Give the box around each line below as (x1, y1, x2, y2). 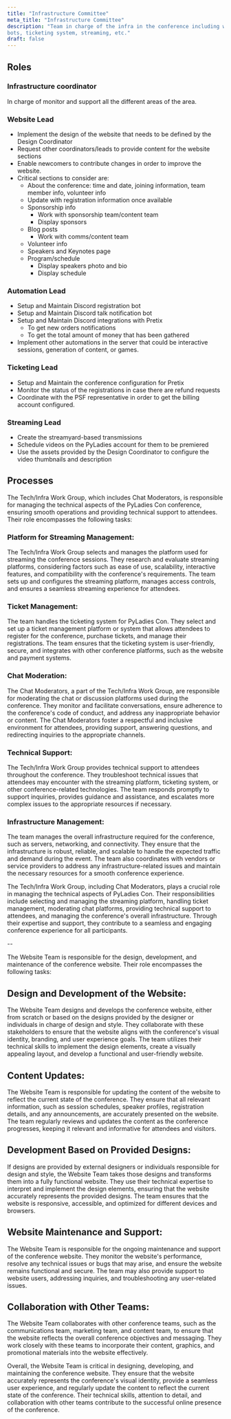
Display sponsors (37, 218, 87, 226)
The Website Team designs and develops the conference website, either (7, 1006, 212, 1015)
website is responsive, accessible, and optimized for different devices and (7, 1199, 217, 1207)
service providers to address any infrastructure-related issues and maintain (7, 862, 221, 870)
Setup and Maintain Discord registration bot (16, 302, 141, 310)
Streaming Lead (7, 418, 62, 427)
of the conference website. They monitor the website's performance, (7, 1252, 203, 1260)
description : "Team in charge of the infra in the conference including (7, 23, 220, 30)
